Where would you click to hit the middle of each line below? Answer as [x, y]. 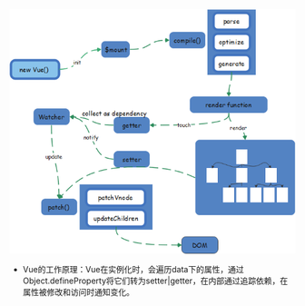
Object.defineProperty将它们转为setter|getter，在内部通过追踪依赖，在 [155, 281]
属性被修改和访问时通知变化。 [78, 291]
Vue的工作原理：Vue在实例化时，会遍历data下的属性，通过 [133, 269]
